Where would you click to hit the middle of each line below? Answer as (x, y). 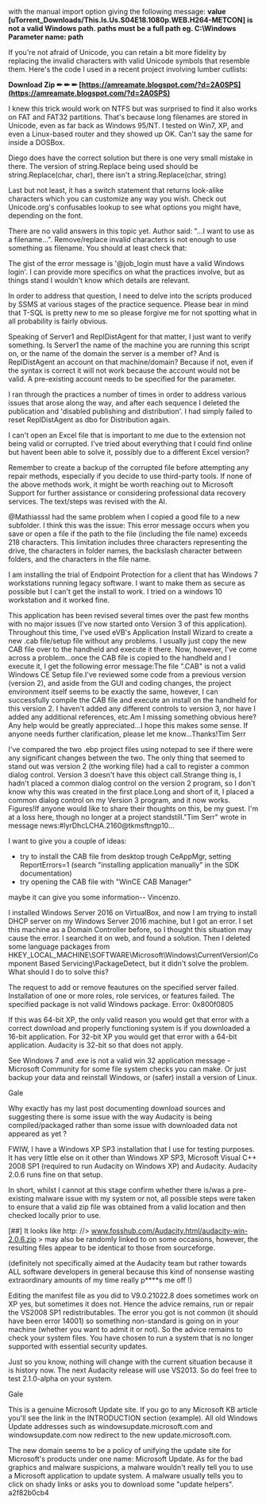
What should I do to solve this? (58, 972)
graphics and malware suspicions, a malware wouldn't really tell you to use (131, 1467)
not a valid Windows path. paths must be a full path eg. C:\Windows (122, 28)
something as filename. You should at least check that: (98, 248)
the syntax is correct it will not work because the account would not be (124, 370)
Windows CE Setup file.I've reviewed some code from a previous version (127, 675)
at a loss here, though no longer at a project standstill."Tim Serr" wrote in (127, 817)
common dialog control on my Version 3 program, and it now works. (119, 800)
